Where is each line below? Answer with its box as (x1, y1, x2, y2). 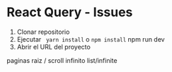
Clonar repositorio (16, 28, 70, 36)
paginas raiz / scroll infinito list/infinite (6, 56, 117, 64)
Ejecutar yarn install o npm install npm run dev (16, 35, 165, 43)
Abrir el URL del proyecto (16, 42, 91, 51)
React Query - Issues (6, 4, 133, 20)
